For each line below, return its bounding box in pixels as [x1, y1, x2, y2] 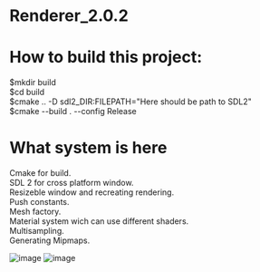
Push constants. [9, 197, 70, 208]
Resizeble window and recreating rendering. [9, 187, 175, 198]
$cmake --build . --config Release [9, 106, 138, 117]
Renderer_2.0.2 [9, 5, 129, 26]
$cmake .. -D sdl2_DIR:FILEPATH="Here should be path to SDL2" [9, 96, 252, 107]
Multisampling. [9, 226, 65, 237]
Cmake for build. [9, 168, 72, 179]
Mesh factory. [9, 206, 62, 218]
